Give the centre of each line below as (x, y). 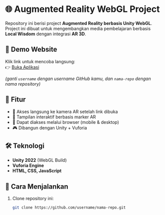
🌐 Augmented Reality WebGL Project (82, 9)
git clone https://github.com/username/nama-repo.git (69, 208)
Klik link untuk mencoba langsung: (40, 61)
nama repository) (23, 84)
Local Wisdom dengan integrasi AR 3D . (46, 34)
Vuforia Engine (28, 166)
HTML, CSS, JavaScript (37, 171)
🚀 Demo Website (31, 50)
